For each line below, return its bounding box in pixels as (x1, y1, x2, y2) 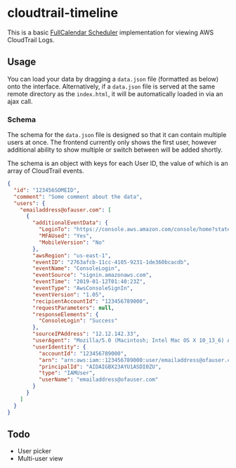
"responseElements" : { (32, 311, 99, 318)
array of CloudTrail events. (7, 167, 84, 175)
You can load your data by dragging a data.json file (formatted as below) (7, 74, 219, 83)
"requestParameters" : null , (32, 304, 114, 311)
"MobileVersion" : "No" (38, 239, 105, 246)
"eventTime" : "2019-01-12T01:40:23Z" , (32, 278, 146, 285)
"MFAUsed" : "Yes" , (38, 233, 93, 240)
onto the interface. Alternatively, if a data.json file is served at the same (7, 82, 216, 91)
